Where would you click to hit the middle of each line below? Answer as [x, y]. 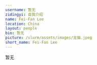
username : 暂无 [20, 10]
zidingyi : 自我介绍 [24, 14]
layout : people [21, 28]
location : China [22, 24]
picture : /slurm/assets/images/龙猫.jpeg [49, 38]
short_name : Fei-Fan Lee [31, 42]
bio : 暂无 [15, 33]
